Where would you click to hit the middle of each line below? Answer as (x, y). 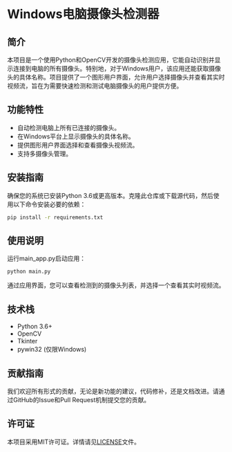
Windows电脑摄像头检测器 (83, 14)
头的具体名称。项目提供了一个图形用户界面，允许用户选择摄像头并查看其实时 (116, 77)
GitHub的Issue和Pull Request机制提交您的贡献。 (81, 399)
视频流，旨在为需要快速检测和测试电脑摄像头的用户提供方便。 (95, 86)
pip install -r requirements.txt (55, 217)
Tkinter (27, 341)
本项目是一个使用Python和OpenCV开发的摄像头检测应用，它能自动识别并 (111, 60)
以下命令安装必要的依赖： (49, 204)
